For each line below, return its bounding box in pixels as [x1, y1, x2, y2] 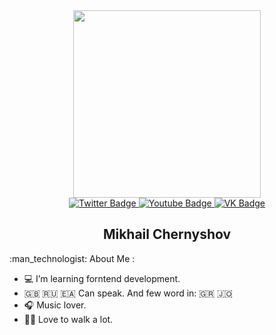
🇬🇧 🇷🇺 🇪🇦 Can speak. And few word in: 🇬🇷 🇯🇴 [23, 287, 233, 299]
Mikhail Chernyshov [102, 226, 232, 243]
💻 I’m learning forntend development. [23, 272, 181, 284]
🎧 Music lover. [23, 299, 87, 311]
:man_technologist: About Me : [9, 252, 136, 264]
